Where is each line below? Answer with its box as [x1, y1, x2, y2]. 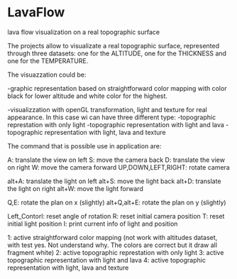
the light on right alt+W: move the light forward [7, 184, 143, 192]
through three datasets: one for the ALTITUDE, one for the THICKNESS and [7, 49, 227, 58]
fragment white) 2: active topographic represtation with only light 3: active [7, 248, 224, 256]
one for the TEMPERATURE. [7, 56, 89, 65]
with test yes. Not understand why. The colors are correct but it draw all [7, 241, 218, 249]
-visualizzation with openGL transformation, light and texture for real [7, 105, 207, 114]
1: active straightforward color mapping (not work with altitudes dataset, [7, 233, 218, 241]
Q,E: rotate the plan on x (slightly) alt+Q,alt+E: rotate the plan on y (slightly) [7, 198, 226, 207]
